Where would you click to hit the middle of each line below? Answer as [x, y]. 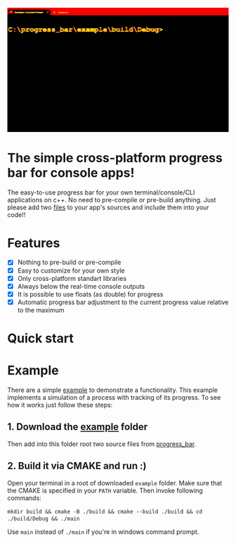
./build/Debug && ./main [44, 518]
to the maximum [41, 310]
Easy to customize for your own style [71, 270]
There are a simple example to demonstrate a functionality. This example [112, 390]
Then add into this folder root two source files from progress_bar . [102, 444]
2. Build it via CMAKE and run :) [77, 466]
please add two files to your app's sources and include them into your [108, 207]
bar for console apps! [71, 172]
